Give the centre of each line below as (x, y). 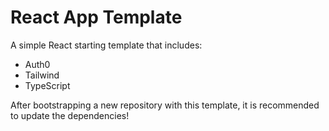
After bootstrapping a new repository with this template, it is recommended (165, 105)
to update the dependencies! (70, 115)
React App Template (96, 17)
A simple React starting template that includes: (106, 45)
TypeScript (47, 85)
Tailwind (42, 75)
